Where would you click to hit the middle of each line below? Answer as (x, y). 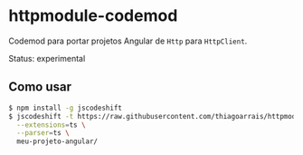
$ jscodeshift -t (41, 116)
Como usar (40, 87)
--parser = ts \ (43, 133)
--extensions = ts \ (52, 125)
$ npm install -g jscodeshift (66, 108)
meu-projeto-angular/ (57, 141)
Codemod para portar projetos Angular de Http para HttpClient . (128, 41)
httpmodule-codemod (93, 16)
